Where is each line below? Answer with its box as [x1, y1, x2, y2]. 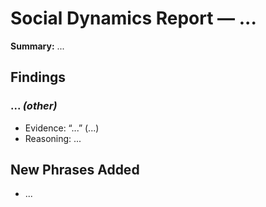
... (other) [10, 99, 58, 113]
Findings [10, 69, 67, 86]
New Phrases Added [10, 162, 140, 179]
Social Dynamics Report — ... [10, 7, 257, 30]
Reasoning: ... [24, 132, 82, 144]
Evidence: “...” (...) [24, 122, 100, 134]
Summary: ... [10, 40, 65, 52]
